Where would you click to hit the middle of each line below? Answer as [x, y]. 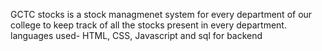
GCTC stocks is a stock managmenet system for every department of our [161, 14]
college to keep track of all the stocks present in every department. [148, 25]
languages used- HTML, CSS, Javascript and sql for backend [136, 35]
